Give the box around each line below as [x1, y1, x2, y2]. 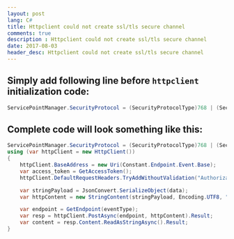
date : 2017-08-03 [7, 43, 58, 49]
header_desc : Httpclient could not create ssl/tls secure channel [7, 49, 204, 56]
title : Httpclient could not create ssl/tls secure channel [7, 23, 186, 30]
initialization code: [7, 86, 89, 98]
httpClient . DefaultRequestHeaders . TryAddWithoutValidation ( [19, 174, 198, 181]
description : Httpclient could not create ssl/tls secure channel [7, 36, 208, 43]
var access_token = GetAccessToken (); [19, 168, 132, 175]
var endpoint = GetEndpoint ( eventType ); [19, 206, 139, 213]
